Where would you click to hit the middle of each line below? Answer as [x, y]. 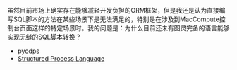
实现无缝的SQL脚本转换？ [44, 37]
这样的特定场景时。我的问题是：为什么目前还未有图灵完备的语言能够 [130, 28]
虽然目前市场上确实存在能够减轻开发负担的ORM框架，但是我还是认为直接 [114, 10]
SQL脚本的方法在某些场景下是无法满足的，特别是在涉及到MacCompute [116, 19]
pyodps [29, 51]
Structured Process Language [61, 58]
